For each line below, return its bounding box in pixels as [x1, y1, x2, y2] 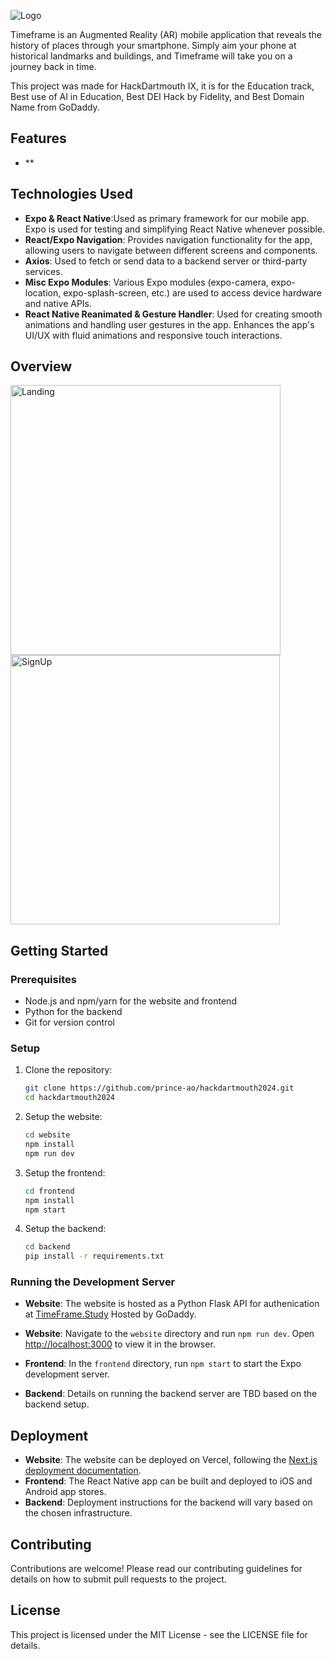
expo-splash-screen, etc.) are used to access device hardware [63, 286, 323, 299]
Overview [10, 358, 73, 375]
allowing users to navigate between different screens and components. [24, 244, 318, 256]
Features [10, 130, 67, 147]
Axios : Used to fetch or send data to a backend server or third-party [24, 255, 308, 267]
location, [24, 286, 62, 299]
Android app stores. [24, 1486, 107, 1498]
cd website [24, 1130, 71, 1140]
